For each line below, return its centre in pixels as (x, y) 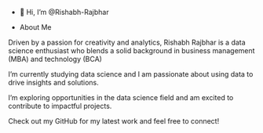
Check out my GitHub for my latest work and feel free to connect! (114, 121)
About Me (36, 27)
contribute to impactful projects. (60, 106)
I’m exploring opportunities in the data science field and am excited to (121, 97)
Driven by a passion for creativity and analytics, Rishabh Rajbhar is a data (127, 42)
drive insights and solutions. (54, 83)
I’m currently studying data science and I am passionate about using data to (131, 74)
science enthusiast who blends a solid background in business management (131, 50)
